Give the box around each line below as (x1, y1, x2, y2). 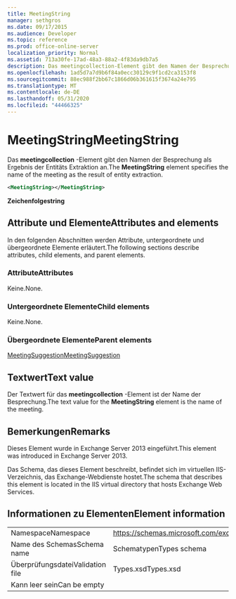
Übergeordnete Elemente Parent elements (7, 335, 152, 345)
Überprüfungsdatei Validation (11, 560, 107, 569)
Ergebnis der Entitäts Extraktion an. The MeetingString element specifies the (7, 162, 229, 171)
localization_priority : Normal (7, 50, 99, 57)
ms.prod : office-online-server (7, 43, 99, 50)
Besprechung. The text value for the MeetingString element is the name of (7, 398, 223, 406)
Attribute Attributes (7, 268, 74, 278)
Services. (7, 488, 35, 496)
